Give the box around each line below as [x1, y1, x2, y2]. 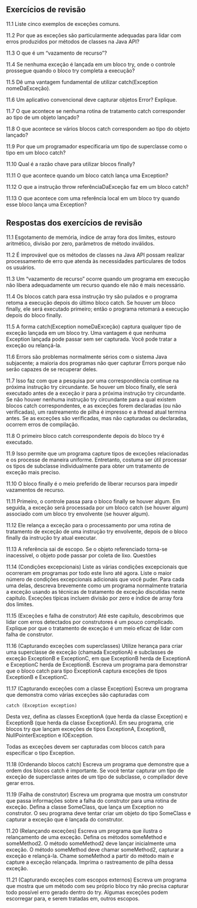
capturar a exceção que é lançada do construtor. [6, 816, 124, 823]
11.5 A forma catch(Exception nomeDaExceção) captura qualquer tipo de [6, 323, 182, 330]
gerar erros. [6, 779, 35, 786]
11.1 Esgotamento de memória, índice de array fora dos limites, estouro [6, 234, 176, 241]
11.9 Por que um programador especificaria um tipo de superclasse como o [6, 142, 188, 149]
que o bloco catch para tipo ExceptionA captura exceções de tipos [6, 667, 167, 674]
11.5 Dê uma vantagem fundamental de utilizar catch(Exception [6, 78, 158, 85]
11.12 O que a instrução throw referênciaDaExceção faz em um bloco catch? [6, 183, 189, 190]
